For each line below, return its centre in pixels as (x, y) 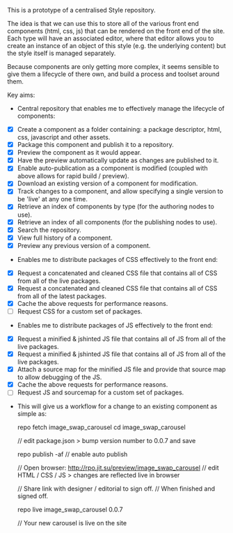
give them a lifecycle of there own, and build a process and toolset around (113, 74)
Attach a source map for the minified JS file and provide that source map (121, 369)
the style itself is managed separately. (62, 53)
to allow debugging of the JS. (59, 377)
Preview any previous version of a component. (84, 245)
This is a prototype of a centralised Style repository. (81, 10)
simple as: (32, 414)
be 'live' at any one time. (53, 199)
